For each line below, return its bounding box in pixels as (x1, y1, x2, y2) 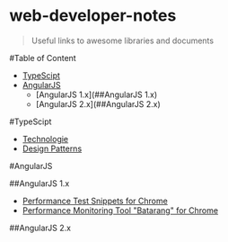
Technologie (22, 133, 69, 144)
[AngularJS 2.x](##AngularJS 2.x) (35, 98, 162, 109)
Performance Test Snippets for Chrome (22, 195, 168, 206)
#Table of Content (9, 52, 76, 63)
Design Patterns (22, 143, 83, 154)
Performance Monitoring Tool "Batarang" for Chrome (22, 204, 218, 216)
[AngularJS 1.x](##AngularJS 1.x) (35, 89, 158, 100)
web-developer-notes (9, 5, 177, 26)
